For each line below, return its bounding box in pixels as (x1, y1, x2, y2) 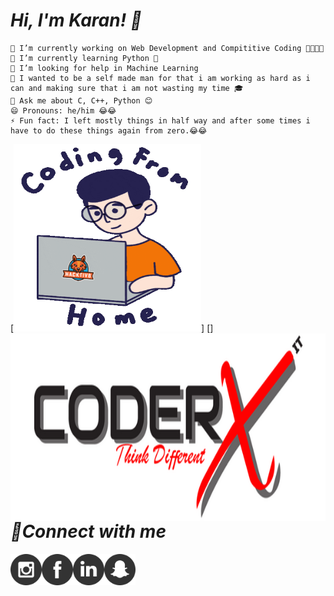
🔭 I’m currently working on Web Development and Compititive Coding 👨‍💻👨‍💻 (10, 43, 325, 53)
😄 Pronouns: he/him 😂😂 (10, 105, 117, 116)
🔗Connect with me (10, 520, 167, 543)
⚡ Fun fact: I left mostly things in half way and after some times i (10, 115, 311, 126)
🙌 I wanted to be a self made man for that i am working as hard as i (10, 73, 311, 83)
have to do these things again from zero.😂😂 (10, 125, 208, 136)
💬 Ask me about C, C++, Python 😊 (10, 95, 153, 106)
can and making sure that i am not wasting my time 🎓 (10, 83, 244, 93)
